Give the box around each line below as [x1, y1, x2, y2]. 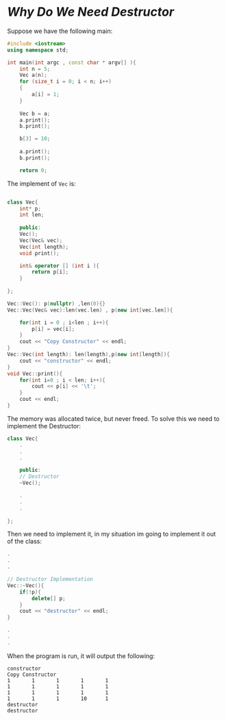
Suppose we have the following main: [7, 27, 113, 35]
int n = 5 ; [19, 65, 51, 72]
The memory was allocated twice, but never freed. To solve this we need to [7, 414, 220, 423]
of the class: [7, 537, 42, 545]
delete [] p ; [32, 595, 66, 602]
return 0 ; [19, 166, 48, 174]
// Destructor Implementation [7, 576, 94, 583]
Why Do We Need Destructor [7, 4, 175, 20]
